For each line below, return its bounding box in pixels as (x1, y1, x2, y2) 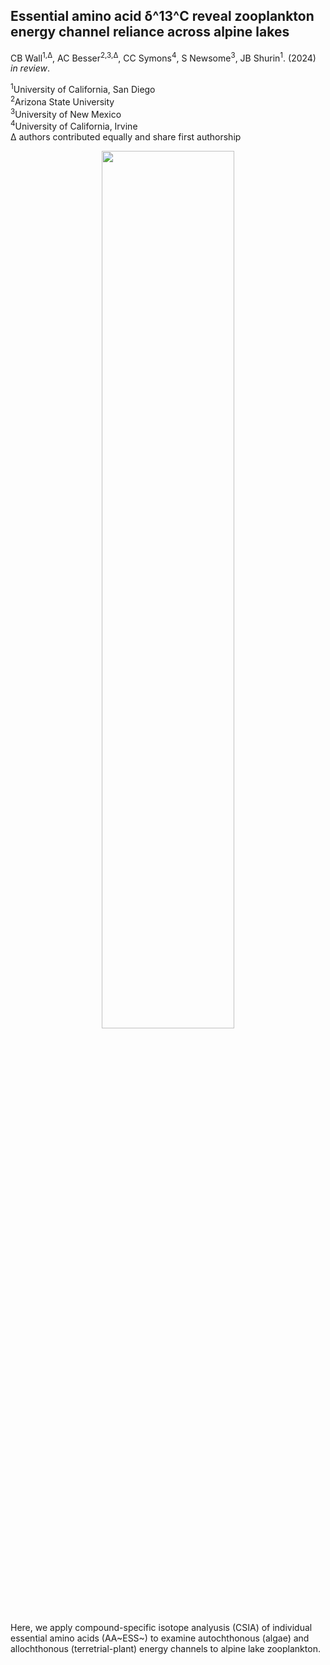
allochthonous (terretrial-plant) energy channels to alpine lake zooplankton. (10, 1643, 321, 1655)
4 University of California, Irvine (10, 119, 138, 133)
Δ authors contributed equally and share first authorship (10, 131, 242, 143)
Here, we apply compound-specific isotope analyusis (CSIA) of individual (10, 1622, 313, 1634)
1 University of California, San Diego (10, 82, 156, 96)
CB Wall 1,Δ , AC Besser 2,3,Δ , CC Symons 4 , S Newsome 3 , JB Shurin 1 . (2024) (10, 50, 317, 64)
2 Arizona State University (10, 94, 115, 108)
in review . (10, 62, 51, 74)
